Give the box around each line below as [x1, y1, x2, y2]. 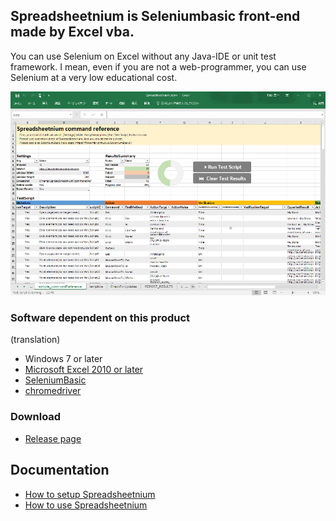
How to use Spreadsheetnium [24, 499, 148, 511]
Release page [24, 432, 82, 444]
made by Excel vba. [10, 24, 135, 41]
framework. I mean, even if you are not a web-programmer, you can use [10, 60, 307, 73]
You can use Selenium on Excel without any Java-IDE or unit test [10, 50, 277, 62]
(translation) [10, 334, 61, 346]
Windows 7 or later [24, 353, 103, 365]
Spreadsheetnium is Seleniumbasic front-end [10, 8, 301, 25]
